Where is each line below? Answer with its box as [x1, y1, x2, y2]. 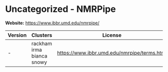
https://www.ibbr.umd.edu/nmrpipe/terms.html [56, 49, 167, 56]
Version [7, 31, 27, 38]
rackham [31, 40, 52, 47]
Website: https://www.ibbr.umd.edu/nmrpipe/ [5, 20, 99, 26]
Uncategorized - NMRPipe [5, 3, 116, 15]
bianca [31, 52, 47, 59]
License [102, 31, 121, 38]
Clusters [31, 31, 52, 38]
